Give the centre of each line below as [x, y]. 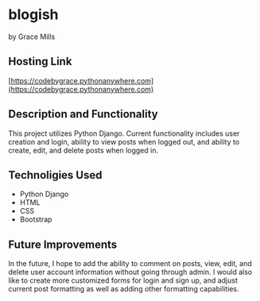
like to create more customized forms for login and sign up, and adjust [123, 280]
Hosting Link [40, 62]
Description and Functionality [83, 114]
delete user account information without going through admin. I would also [130, 272]
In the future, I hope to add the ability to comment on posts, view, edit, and [130, 264]
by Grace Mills [32, 37]
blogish [33, 15]
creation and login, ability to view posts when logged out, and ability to [124, 141]
